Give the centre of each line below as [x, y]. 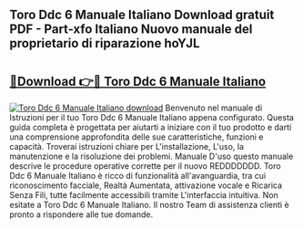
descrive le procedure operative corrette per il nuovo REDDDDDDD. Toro [145, 166]
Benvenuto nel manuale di [214, 108]
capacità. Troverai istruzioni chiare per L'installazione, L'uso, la [126, 146]
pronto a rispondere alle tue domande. [81, 214]
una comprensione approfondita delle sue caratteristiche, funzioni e [136, 137]
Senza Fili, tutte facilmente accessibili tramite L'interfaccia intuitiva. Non [144, 195]
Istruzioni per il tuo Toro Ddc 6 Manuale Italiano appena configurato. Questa [151, 117]
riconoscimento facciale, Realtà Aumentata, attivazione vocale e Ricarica [146, 185]
